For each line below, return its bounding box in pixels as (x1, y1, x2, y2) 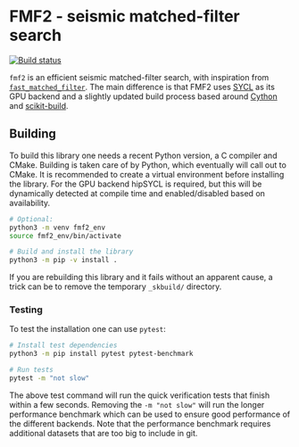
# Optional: (9, 214, 54, 224)
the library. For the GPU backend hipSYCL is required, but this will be (9, 178, 262, 189)
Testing (9, 303, 43, 316)
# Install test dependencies (9, 341, 118, 350)
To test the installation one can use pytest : (9, 324, 167, 335)
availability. (9, 197, 51, 208)
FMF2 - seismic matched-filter (9, 6, 240, 27)
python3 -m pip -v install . (9, 256, 118, 265)
